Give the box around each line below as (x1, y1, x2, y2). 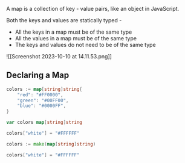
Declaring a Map (6, 70, 70, 81)
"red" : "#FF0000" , (17, 91, 63, 98)
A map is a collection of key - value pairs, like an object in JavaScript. (6, 5, 180, 12)
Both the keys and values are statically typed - (6, 17, 122, 23)
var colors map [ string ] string (6, 120, 83, 126)
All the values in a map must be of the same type (15, 35, 137, 42)
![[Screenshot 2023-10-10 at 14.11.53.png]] (6, 53, 112, 60)
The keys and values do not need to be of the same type (15, 42, 156, 48)
